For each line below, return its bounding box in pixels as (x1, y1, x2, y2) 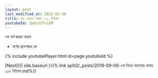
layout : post (5, 7, 32, 12)
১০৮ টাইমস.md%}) (5, 68, 36, 74)
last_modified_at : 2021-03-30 (5, 12, 67, 16)
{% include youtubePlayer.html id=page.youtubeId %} (5, 53, 113, 59)
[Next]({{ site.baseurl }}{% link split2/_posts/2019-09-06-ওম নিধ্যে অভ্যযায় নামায (5, 62, 153, 68)
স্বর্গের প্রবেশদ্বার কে (12, 44, 37, 49)
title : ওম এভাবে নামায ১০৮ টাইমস (5, 16, 59, 21)
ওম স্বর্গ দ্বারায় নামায (5, 34, 32, 40)
